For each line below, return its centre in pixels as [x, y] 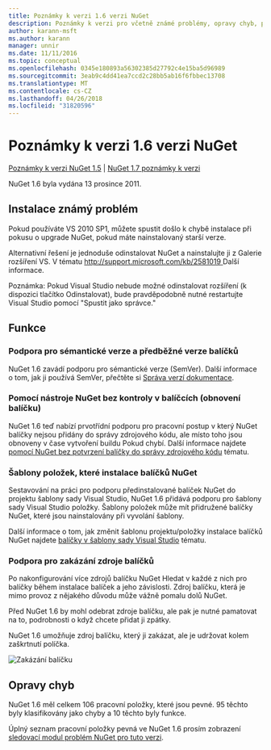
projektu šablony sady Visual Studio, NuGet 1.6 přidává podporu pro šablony [135, 499]
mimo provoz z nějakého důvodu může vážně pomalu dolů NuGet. [118, 596]
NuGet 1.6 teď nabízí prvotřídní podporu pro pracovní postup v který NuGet [133, 425]
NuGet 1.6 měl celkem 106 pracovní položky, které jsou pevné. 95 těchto [128, 705]
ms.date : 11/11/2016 [43, 53]
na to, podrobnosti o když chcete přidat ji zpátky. [90, 620]
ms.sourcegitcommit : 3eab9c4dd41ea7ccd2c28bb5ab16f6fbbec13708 [117, 76]
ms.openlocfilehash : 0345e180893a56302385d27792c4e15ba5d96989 [117, 69]
